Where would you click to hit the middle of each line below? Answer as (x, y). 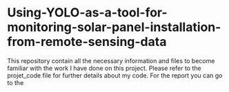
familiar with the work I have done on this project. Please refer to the (104, 68)
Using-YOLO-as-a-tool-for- (87, 13)
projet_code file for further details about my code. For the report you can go (115, 75)
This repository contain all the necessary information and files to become (111, 60)
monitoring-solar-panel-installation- (114, 27)
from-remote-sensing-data (87, 42)
